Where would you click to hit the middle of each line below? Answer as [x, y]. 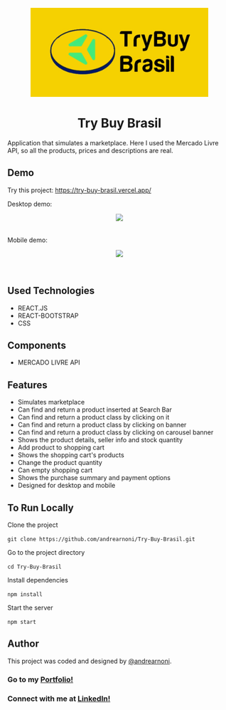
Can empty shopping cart [55, 470]
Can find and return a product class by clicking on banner [102, 425]
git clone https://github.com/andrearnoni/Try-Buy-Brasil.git [101, 539]
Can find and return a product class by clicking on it [93, 417]
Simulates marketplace [51, 402]
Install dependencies [38, 580]
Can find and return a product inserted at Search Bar [95, 409]
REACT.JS [33, 308]
